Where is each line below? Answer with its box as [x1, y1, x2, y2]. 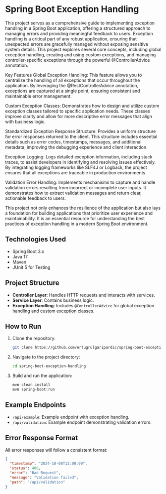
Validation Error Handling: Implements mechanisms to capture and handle [5, 179, 156, 185]
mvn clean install [12, 382, 51, 387]
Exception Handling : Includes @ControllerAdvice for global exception [12, 302, 155, 308]
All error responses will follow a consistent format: [5, 447, 108, 453]
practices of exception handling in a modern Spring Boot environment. [5, 221, 149, 227]
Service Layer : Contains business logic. [12, 297, 94, 303]
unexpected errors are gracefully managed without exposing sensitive [5, 41, 149, 47]
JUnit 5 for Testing [12, 264, 51, 270]
